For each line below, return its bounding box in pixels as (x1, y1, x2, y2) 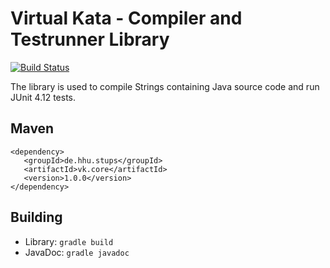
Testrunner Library (10, 28, 170, 51)
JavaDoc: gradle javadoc (24, 246, 130, 258)
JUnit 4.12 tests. (10, 91, 77, 103)
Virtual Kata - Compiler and (10, 7, 243, 30)
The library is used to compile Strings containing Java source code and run (10, 80, 320, 92)
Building (10, 209, 63, 226)
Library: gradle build (24, 235, 114, 247)
